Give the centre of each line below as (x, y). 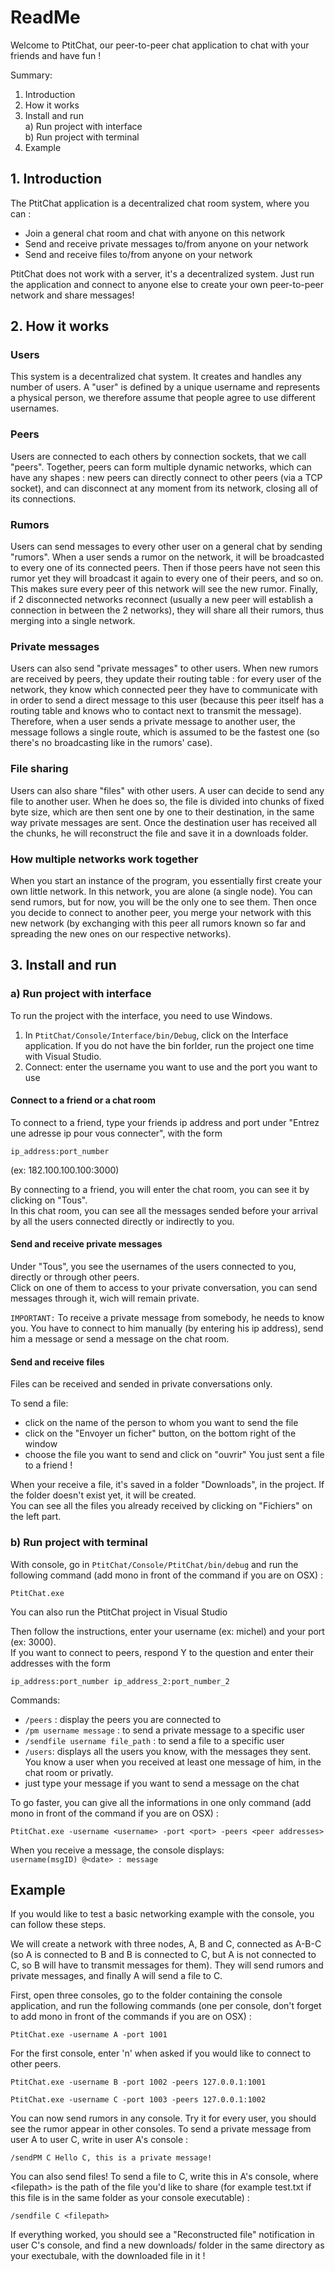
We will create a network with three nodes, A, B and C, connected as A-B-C (166, 1944)
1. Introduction (56, 179)
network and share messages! (72, 295)
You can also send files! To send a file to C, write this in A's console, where (164, 2177)
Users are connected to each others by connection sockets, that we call (158, 456)
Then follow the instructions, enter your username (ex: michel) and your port (167, 1631)
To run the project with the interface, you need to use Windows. (141, 1015)
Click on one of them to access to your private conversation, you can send (164, 1288)
